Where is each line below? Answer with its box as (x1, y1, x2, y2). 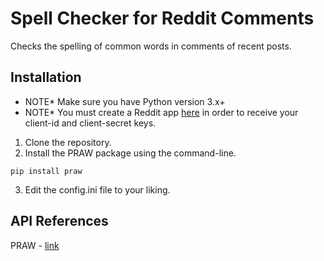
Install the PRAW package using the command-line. (24, 147, 237, 159)
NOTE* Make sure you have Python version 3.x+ (24, 95, 226, 107)
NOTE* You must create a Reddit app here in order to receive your (24, 106, 299, 118)
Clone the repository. (24, 136, 112, 148)
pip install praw (10, 166, 83, 176)
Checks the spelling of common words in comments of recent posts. (10, 40, 292, 52)
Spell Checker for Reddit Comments (10, 7, 315, 30)
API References (10, 213, 109, 230)
